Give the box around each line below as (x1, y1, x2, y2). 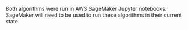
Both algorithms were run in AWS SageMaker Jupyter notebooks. (5, 5, 167, 12)
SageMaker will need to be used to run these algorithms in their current (5, 11, 182, 19)
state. (5, 18, 20, 25)
